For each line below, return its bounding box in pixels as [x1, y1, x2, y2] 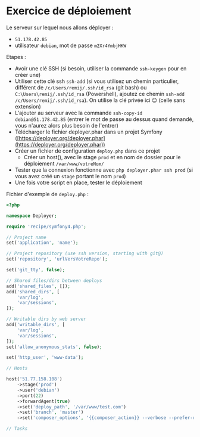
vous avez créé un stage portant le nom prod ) [14, 172, 126, 179]
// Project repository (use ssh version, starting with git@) [6, 250, 164, 257]
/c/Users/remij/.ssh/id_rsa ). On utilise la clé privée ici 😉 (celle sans [14, 97, 186, 104]
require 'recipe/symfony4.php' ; [6, 224, 86, 230]
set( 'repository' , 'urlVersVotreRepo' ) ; [6, 256, 108, 262]
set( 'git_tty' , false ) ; [6, 267, 65, 273]
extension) [14, 103, 41, 110]
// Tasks [6, 426, 28, 432]
